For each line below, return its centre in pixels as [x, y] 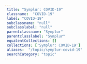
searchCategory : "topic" [31, 54]
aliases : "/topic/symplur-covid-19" [44, 50]
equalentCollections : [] [31, 41]
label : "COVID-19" [25, 18]
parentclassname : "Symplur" [35, 32]
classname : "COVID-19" [30, 14]
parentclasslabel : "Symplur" [36, 37]
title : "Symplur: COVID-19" [35, 9]
